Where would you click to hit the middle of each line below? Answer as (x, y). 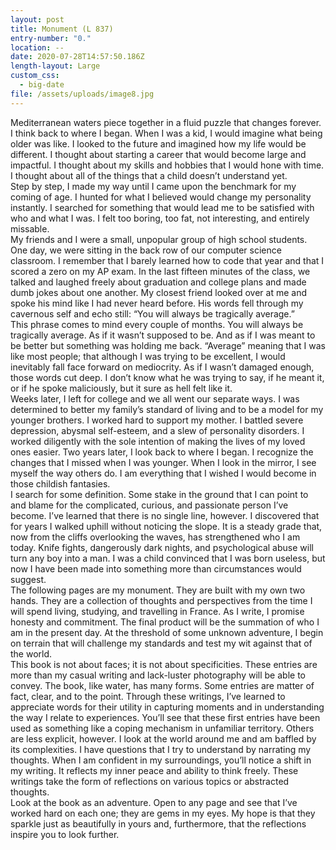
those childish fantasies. (60, 483)
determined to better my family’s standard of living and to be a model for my (167, 409)
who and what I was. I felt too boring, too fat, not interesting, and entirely (160, 218)
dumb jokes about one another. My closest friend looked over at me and (159, 292)
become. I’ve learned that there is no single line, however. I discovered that (165, 515)
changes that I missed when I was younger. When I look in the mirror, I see (163, 462)
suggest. (28, 579)
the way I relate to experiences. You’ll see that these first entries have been (165, 717)
